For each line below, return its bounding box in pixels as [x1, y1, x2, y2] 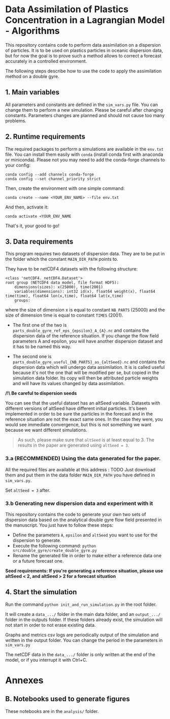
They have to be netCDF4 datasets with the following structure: [5, 266, 138, 272]
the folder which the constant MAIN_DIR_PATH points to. [5, 256, 118, 262]
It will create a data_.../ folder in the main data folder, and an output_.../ [5, 611, 161, 617]
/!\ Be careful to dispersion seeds [5, 390, 77, 396]
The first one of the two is [12, 322, 67, 328]
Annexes [5, 674, 44, 686]
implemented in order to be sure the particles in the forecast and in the [5, 411, 153, 417]
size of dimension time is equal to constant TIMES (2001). [5, 312, 123, 318]
